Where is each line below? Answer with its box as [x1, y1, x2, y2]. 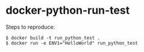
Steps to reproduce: [5, 23, 55, 30]
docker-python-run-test [5, 4, 130, 17]
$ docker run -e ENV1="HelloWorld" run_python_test [5, 40, 138, 46]
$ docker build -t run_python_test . [5, 35, 101, 41]
